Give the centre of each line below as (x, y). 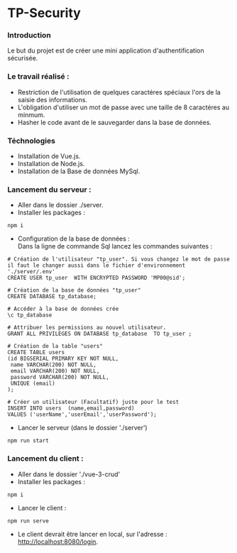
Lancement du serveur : (49, 190)
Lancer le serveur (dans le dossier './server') (82, 428)
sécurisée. (23, 58)
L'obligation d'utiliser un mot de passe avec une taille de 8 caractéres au (123, 107)
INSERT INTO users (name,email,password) (71, 409)
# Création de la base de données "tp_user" (74, 290)
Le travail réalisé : (38, 77)
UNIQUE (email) (33, 384)
